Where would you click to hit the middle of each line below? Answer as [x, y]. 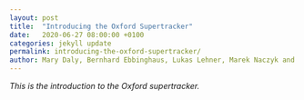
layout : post [34, 18]
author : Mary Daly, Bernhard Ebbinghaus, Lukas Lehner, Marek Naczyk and [152, 60]
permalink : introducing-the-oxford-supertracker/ [106, 52]
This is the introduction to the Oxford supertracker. [105, 86]
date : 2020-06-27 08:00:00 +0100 [77, 35]
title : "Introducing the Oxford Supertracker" [101, 26]
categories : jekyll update [61, 43]
